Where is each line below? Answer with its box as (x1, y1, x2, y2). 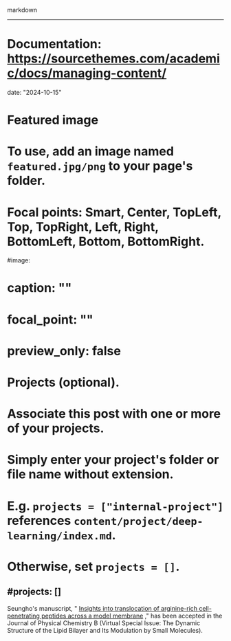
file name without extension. (7, 466, 174, 482)
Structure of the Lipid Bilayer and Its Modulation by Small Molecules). (7, 626, 203, 634)
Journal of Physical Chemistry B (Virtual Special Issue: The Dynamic (7, 618, 201, 627)
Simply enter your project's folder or (7, 452, 219, 468)
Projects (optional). (7, 374, 120, 390)
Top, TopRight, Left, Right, (7, 219, 159, 234)
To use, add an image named (7, 144, 174, 159)
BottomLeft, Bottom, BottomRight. (7, 234, 205, 249)
